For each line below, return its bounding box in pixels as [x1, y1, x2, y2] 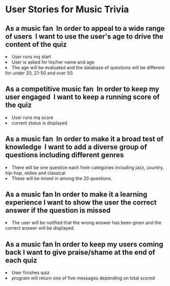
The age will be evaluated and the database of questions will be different [12, 65, 165, 70]
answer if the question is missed [5, 206, 111, 215]
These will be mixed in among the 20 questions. [12, 175, 112, 181]
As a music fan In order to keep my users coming [5, 240, 163, 249]
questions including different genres [5, 151, 124, 159]
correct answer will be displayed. [5, 225, 75, 231]
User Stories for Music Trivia [5, 4, 129, 15]
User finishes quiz [12, 270, 50, 276]
